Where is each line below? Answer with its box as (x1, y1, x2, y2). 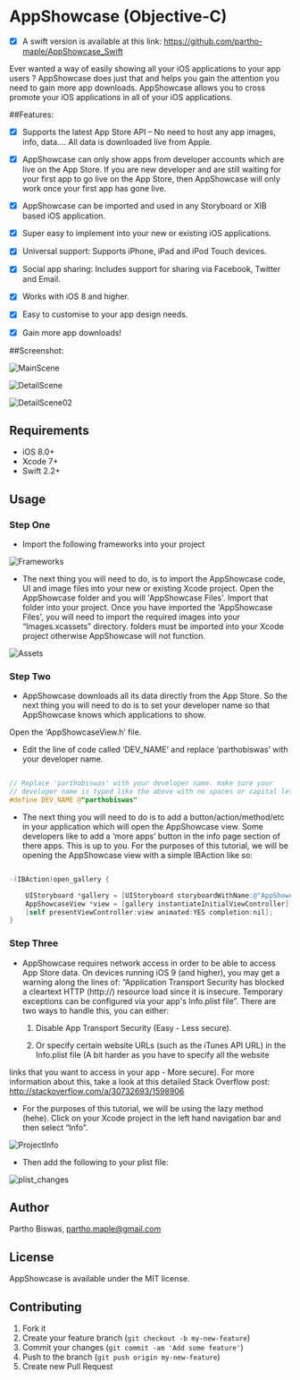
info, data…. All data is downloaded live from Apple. (21, 137, 212, 148)
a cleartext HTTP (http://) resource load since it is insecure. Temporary (21, 986, 283, 997)
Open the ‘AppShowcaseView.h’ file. (9, 727, 142, 737)
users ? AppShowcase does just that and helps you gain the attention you (9, 73, 279, 83)
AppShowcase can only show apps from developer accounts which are (21, 154, 285, 165)
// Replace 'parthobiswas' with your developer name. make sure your (9, 779, 274, 788)
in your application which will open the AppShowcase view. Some (21, 821, 263, 831)
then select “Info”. (21, 1121, 88, 1133)
